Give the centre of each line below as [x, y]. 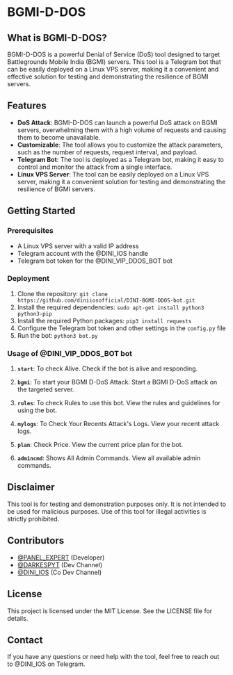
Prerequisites [30, 231]
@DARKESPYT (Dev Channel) [60, 564]
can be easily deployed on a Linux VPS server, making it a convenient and [113, 69]
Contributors [36, 540]
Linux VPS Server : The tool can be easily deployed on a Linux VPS [113, 174]
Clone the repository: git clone [62, 293]
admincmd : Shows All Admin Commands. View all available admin [109, 458]
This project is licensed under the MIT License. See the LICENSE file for [110, 611]
